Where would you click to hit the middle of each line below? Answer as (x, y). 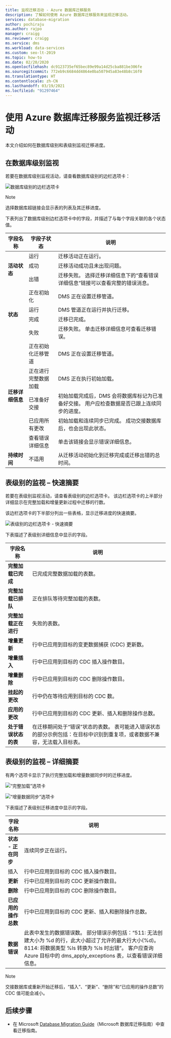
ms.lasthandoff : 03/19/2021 (35, 86)
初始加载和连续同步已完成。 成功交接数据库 (110, 421)
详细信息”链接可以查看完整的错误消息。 (105, 283)
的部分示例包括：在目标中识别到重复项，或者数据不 (93, 735)
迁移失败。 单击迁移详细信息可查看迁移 (105, 329)
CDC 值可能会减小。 (26, 993)
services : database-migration (37, 19)
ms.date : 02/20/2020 (27, 62)
